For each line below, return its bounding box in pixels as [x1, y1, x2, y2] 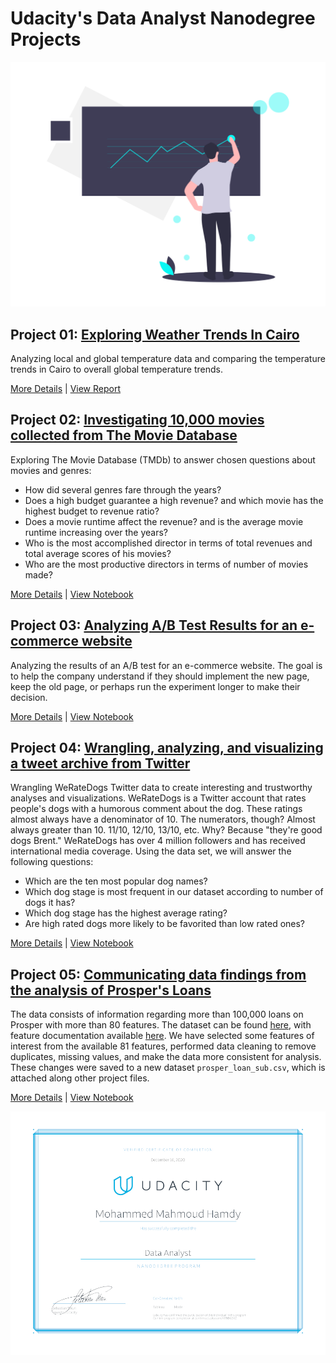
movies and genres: [10, 464, 92, 476]
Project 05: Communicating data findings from [10, 966, 307, 983]
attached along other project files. [10, 1072, 150, 1084]
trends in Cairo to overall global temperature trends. [10, 363, 223, 376]
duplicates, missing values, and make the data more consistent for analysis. [10, 1051, 322, 1063]
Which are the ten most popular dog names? [24, 875, 208, 887]
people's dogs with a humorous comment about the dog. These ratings [10, 803, 303, 815]
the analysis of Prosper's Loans [10, 982, 212, 999]
